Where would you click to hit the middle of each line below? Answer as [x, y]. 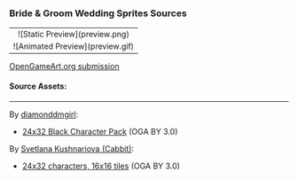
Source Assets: [38, 86]
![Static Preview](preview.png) [74, 35]
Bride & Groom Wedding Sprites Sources [98, 13]
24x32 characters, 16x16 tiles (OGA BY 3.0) [101, 166]
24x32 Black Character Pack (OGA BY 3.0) [100, 132]
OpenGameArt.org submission [64, 66]
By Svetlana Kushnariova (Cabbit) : [72, 149]
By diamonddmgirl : [44, 114]
